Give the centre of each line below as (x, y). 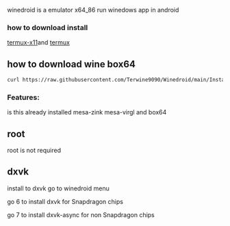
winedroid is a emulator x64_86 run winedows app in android (93, 10)
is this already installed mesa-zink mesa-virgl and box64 (87, 112)
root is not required (34, 151)
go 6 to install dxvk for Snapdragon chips (65, 201)
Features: (23, 97)
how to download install (48, 27)
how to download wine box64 (71, 64)
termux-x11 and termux (39, 42)
